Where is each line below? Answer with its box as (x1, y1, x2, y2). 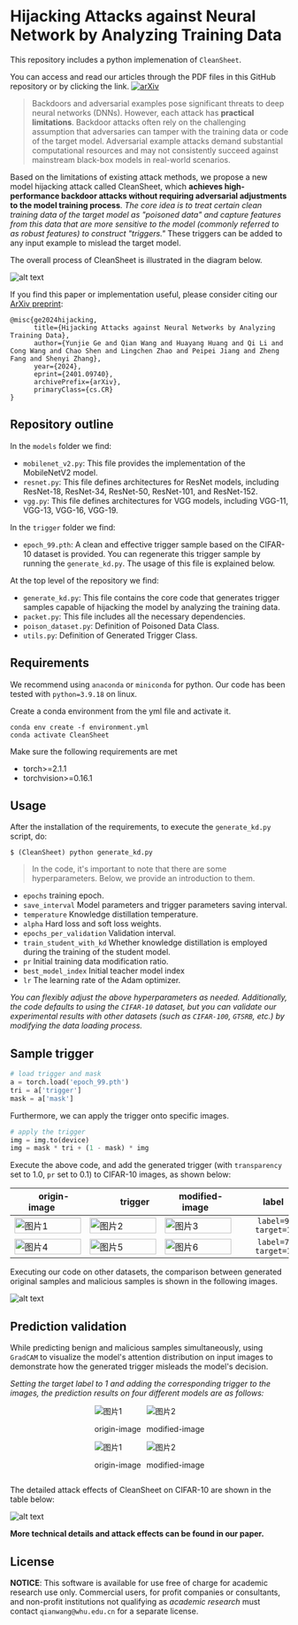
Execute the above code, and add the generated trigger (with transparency (10, 1160, 282, 1171)
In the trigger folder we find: (10, 522, 116, 532)
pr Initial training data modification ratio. (22, 956, 169, 967)
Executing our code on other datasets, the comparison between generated (10, 1266, 282, 1277)
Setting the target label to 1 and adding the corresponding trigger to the (10, 1379, 271, 1389)
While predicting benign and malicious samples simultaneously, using (10, 1343, 264, 1353)
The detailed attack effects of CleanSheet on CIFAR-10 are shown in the (10, 1485, 272, 1496)
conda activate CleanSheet (10, 731, 110, 739)
